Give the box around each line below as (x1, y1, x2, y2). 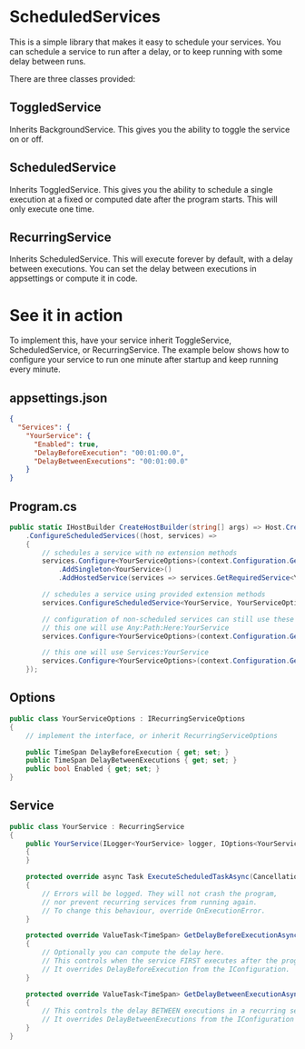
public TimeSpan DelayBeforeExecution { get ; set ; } (25, 747, 230, 756)
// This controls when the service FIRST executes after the (42, 956, 279, 965)
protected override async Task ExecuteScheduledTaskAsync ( (25, 873, 254, 882)
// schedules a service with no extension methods (42, 548, 238, 557)
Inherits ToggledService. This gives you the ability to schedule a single (9, 184, 274, 195)
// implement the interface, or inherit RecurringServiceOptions (25, 731, 279, 740)
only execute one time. (9, 203, 95, 215)
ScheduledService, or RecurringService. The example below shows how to (9, 345, 290, 355)
